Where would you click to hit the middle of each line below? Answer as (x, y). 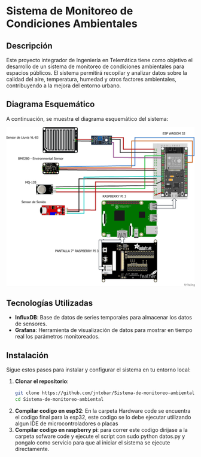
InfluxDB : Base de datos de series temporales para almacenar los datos (103, 318)
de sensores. (31, 324)
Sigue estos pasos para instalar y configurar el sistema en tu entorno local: (98, 370)
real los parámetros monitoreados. (57, 337)
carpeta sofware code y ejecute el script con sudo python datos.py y (100, 436)
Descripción (29, 46)
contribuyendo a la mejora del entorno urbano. (64, 86)
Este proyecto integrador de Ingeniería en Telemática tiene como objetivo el (100, 60)
